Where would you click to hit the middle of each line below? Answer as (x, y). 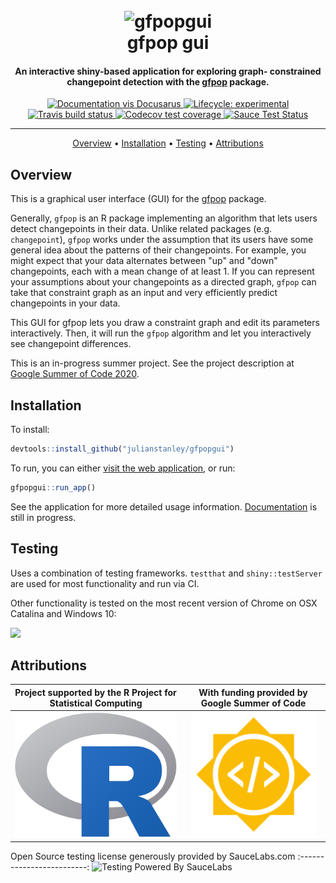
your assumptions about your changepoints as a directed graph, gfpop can (163, 282)
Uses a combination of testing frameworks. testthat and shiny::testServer (166, 573)
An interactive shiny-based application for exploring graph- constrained (168, 71)
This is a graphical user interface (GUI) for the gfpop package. (138, 199)
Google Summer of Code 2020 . (75, 374)
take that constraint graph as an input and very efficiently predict (144, 293)
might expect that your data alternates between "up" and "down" (144, 261)
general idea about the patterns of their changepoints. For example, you (158, 250)
